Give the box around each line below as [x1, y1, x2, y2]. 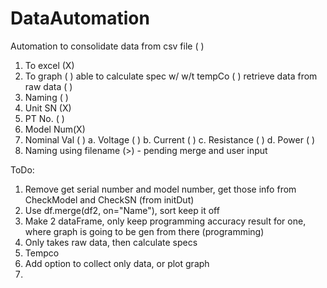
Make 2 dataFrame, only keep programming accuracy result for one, [24, 215, 307, 227]
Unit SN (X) [24, 102, 72, 114]
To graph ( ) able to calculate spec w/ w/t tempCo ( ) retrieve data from [24, 70, 318, 82]
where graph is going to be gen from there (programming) [24, 225, 265, 237]
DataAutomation [10, 7, 150, 30]
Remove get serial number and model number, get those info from [24, 183, 297, 195]
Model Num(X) [24, 123, 86, 135]
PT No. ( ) [24, 112, 65, 124]
